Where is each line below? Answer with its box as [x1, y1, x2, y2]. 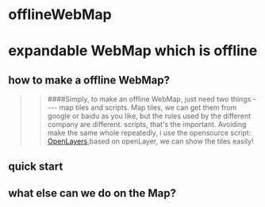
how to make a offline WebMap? [8, 73, 171, 86]
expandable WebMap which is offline [8, 42, 258, 60]
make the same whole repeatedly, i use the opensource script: [47, 128, 252, 138]
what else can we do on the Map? [8, 186, 177, 200]
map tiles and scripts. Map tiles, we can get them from [59, 103, 237, 113]
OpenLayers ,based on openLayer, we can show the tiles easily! [47, 136, 254, 146]
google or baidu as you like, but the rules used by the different [47, 111, 252, 121]
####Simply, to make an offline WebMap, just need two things [47, 94, 252, 104]
